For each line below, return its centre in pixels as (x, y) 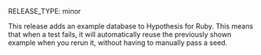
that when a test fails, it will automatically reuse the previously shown (120, 34)
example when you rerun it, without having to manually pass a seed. (118, 43)
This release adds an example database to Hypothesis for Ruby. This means (130, 26)
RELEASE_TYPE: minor (45, 11)
